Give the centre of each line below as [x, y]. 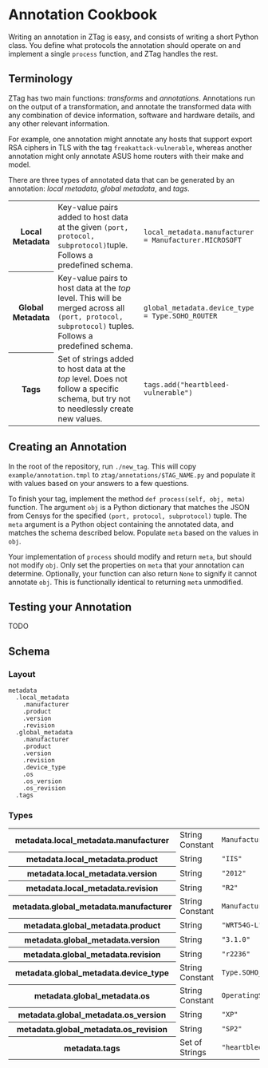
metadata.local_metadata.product [92, 859]
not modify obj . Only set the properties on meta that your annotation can [126, 565]
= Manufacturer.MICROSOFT [192, 240]
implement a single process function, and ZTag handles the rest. [113, 53]
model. [20, 164]
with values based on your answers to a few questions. [99, 483]
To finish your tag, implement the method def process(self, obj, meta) [127, 498]
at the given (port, [93, 227]
